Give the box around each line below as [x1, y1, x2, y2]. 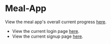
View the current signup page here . [12, 33, 84, 39]
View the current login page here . [12, 28, 79, 34]
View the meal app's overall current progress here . [5, 19, 107, 25]
